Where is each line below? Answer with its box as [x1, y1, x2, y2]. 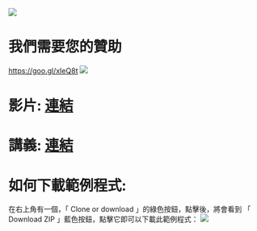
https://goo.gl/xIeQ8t [8, 65, 78, 76]
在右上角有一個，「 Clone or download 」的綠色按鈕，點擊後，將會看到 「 [8, 204, 251, 214]
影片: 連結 [8, 97, 74, 115]
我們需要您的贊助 [8, 38, 123, 56]
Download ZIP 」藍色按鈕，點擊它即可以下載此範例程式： [8, 214, 199, 225]
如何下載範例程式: [8, 176, 127, 195]
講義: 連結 [8, 137, 74, 155]
